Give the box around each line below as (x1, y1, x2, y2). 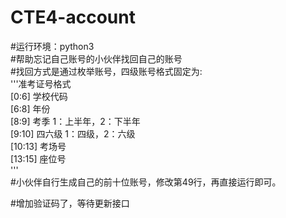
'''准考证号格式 (10, 77, 72, 90)
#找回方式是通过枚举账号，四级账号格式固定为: (10, 65, 203, 77)
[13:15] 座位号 (10, 152, 67, 165)
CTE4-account (10, 6, 136, 29)
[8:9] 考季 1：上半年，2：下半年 (10, 115, 141, 127)
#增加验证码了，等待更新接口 (10, 197, 130, 209)
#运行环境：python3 (10, 40, 95, 52)
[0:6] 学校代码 (10, 90, 68, 102)
